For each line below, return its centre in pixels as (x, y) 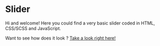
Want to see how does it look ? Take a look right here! (61, 38)
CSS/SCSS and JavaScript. (33, 28)
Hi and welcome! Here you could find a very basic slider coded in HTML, (80, 23)
